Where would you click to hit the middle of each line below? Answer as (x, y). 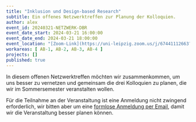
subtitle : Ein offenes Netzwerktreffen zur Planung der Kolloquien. (91, 17)
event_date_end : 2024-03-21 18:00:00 (52, 38)
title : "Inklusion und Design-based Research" (64, 11)
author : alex (22, 22)
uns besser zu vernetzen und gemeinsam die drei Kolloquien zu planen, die (96, 82)
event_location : (26, 44)
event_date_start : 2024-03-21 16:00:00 (55, 33)
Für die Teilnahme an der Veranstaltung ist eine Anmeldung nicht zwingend (96, 100)
